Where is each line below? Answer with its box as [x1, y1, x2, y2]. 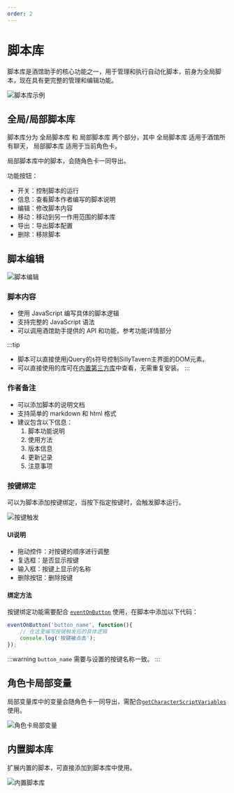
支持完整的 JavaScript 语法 [17, 318, 95, 326]
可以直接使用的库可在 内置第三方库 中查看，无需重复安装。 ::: [17, 364, 190, 372]
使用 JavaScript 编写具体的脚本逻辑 [17, 309, 119, 317]
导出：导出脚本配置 [17, 221, 73, 230]
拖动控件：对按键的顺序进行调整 [17, 547, 110, 556]
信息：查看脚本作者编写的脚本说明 [17, 195, 116, 204]
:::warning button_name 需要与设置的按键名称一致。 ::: [7, 654, 161, 663]
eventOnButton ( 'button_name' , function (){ [7, 621, 133, 629]
